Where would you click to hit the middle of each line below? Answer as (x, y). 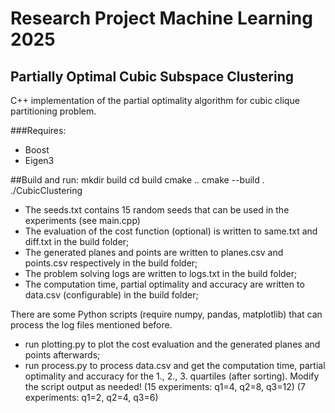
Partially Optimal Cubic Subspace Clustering (152, 76)
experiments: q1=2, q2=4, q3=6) (91, 397)
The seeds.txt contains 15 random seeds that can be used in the (157, 210)
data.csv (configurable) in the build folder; (111, 295)
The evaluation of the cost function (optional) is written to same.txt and (171, 231)
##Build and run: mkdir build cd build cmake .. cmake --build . (137, 180)
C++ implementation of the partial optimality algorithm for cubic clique (155, 100)
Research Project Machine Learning (161, 18)
